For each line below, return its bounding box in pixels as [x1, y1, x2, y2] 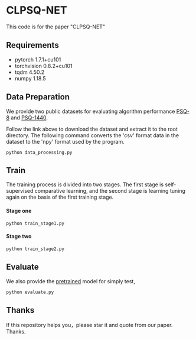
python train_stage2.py [6, 246, 65, 252]
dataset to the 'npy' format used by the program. [6, 138, 125, 145]
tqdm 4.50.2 [14, 69, 45, 76]
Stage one [6, 207, 32, 214]
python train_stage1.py [6, 220, 65, 226]
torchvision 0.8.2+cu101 [14, 62, 73, 69]
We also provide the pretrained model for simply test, [6, 277, 136, 284]
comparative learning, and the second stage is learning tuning [34, 187, 186, 195]
